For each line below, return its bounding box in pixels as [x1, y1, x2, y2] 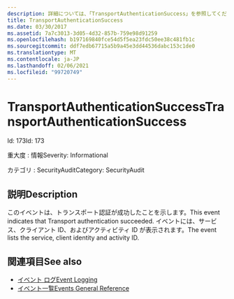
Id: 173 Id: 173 [7, 137, 45, 145]
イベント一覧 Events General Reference [17, 284, 130, 293]
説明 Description [7, 188, 78, 200]
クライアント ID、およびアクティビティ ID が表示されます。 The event [19, 226, 217, 234]
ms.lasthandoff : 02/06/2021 [7, 62, 89, 69]
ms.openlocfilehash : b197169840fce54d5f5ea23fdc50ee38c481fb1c [7, 36, 196, 43]
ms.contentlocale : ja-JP [7, 56, 80, 63]
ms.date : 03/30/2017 [7, 23, 68, 30]
